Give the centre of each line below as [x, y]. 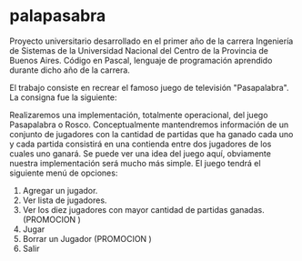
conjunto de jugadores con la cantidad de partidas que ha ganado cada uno [151, 134]
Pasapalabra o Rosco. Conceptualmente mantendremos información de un [149, 125]
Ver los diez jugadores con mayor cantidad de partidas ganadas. [144, 209]
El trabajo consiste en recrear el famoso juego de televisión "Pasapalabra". [149, 87]
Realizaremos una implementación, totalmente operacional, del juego [139, 115]
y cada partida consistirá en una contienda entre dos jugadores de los [141, 144]
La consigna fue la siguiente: [63, 97]
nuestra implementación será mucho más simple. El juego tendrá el [135, 163]
